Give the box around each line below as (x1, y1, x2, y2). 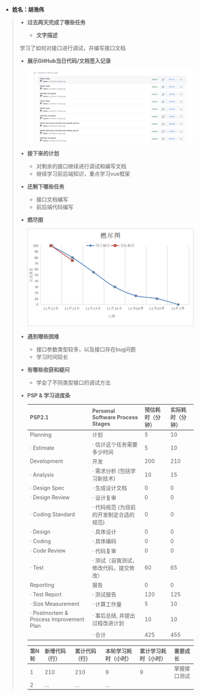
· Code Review (30, 547, 66, 555)
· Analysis (30, 471, 54, 478)
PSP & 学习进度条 (27, 391, 71, 399)
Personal (92, 407, 115, 414)
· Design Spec (30, 484, 65, 491)
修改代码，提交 (92, 564, 130, 572)
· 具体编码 (92, 538, 117, 545)
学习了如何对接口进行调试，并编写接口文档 (19, 45, 126, 51)
